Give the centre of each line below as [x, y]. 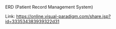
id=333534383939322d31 [32, 22]
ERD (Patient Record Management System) [49, 7]
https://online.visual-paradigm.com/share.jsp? [63, 16]
